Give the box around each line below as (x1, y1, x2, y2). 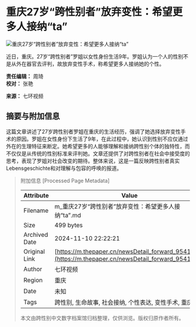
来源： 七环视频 (6, 92, 44, 100)
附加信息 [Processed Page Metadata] (20, 177, 110, 184)
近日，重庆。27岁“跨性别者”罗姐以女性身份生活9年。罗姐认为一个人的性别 (6, 53, 184, 60)
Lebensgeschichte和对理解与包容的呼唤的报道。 (6, 165, 123, 172)
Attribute (23, 191, 50, 199)
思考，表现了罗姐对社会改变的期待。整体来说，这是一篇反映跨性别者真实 (6, 157, 180, 164)
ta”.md (63, 211, 82, 219)
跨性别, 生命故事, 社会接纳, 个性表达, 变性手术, (54, 298, 180, 306)
